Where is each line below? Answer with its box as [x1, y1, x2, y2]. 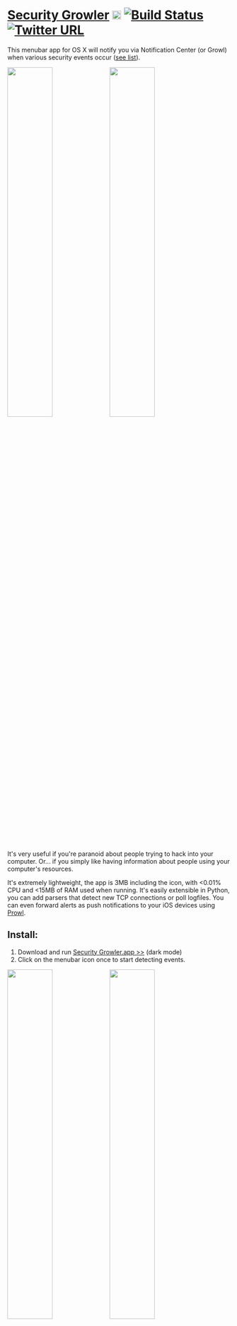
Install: [7, 929, 39, 941]
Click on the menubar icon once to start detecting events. [17, 955, 186, 964]
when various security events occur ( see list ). [7, 53, 141, 62]
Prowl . [7, 908, 26, 917]
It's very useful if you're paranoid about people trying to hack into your [7, 850, 214, 858]
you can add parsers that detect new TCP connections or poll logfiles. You [7, 893, 224, 902]
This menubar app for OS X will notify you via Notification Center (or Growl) [7, 45, 228, 54]
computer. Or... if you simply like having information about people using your [7, 857, 230, 865]
